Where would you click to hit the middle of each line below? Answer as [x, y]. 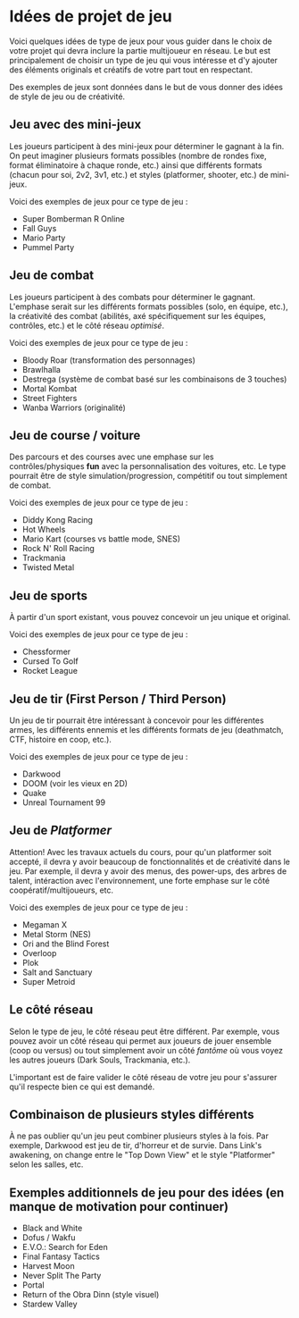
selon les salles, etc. [46, 1164]
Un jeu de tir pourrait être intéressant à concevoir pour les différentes [137, 720]
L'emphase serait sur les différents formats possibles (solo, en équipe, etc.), [149, 306]
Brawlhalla [41, 369]
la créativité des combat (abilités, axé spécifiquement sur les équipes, [137, 315]
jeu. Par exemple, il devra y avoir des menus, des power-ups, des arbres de [148, 871]
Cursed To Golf [50, 661]
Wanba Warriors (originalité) [74, 407]
